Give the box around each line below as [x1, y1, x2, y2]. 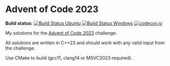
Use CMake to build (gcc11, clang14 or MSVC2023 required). [5, 54, 133, 61]
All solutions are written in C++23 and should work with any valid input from [5, 39, 165, 46]
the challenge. [5, 45, 36, 51]
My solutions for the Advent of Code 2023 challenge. [5, 30, 117, 36]
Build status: [5, 20, 33, 26]
